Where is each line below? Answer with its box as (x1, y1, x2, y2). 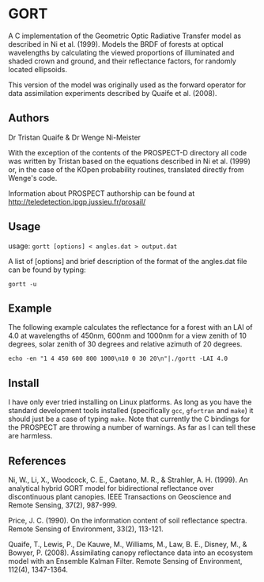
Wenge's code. (8, 173, 58, 182)
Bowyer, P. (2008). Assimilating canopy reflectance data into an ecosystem (8, 548, 253, 557)
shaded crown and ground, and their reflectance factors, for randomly (8, 56, 237, 66)
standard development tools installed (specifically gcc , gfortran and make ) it (8, 406, 254, 415)
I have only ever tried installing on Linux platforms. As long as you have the (8, 397, 252, 407)
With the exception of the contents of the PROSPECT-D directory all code (8, 147, 247, 157)
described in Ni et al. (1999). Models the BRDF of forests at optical (8, 39, 224, 48)
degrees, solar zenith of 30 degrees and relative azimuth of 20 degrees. (8, 339, 243, 349)
